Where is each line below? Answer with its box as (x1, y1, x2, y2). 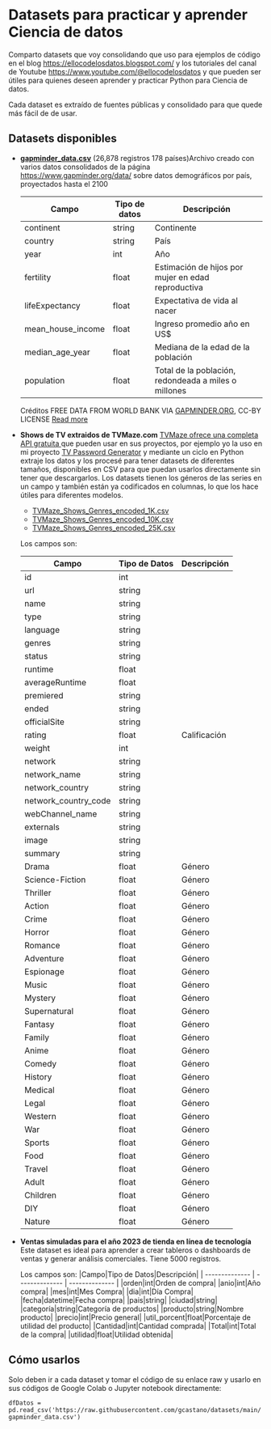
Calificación (181, 729, 227, 740)
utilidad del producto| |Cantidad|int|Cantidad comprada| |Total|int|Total (19, 1321, 256, 1330)
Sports (23, 1137, 50, 1148)
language (23, 624, 60, 635)
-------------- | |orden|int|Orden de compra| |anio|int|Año (69, 1278, 261, 1287)
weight (23, 742, 51, 753)
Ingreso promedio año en (154, 318, 250, 329)
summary (23, 847, 60, 859)
